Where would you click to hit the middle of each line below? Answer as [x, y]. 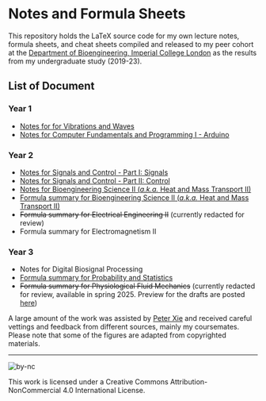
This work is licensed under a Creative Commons [88, 382]
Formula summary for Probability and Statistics [96, 278]
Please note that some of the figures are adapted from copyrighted [118, 335]
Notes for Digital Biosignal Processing [81, 269]
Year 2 [21, 155]
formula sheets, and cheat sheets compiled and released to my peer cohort [131, 44]
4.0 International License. [104, 391]
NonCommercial [35, 391]
